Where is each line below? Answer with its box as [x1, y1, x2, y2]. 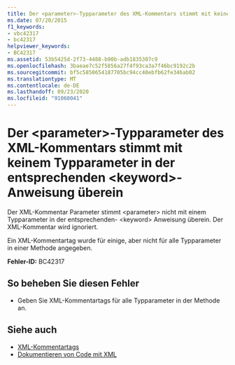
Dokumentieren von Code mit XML [17, 350, 117, 358]
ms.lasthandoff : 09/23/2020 [7, 88, 90, 95]
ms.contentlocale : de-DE [7, 82, 80, 89]
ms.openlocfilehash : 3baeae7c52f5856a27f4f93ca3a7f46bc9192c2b [7, 62, 196, 69]
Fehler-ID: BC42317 [7, 257, 65, 266]
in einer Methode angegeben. [7, 243, 93, 252]
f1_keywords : [7, 23, 45, 30]
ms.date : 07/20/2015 [7, 17, 68, 24]
